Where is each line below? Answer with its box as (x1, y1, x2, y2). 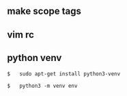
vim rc (7, 29, 34, 40)
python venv (7, 52, 62, 64)
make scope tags (7, 5, 82, 17)
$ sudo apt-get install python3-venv (7, 70, 121, 77)
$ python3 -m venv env (7, 82, 78, 89)
